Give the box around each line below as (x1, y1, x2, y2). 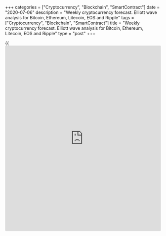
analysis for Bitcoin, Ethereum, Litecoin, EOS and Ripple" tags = (5, 15, 134, 20)
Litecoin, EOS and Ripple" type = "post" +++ (5, 31, 96, 36)
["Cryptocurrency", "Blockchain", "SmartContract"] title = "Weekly (5, 20, 140, 26)
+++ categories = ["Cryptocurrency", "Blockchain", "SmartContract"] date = (5, 4, 160, 10)
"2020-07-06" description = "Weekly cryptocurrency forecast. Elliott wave (5, 9, 157, 15)
